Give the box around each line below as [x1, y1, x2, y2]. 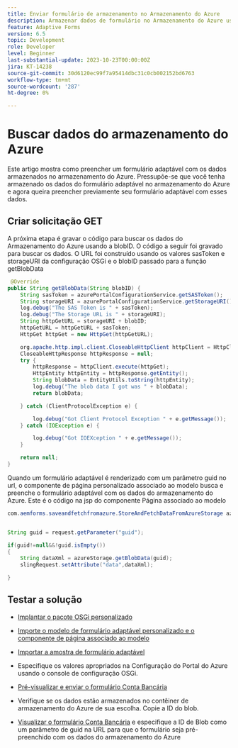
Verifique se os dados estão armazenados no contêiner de [17, 696, 189, 705]
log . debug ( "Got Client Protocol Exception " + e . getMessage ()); [33, 415, 227, 423]
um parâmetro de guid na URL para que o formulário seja [17, 725, 184, 734]
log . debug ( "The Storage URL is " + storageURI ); [20, 311, 166, 318]
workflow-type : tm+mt [7, 76, 72, 84]
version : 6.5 [7, 30, 46, 38]
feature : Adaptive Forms [7, 23, 81, 30]
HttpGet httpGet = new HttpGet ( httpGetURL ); [20, 330, 154, 337]
